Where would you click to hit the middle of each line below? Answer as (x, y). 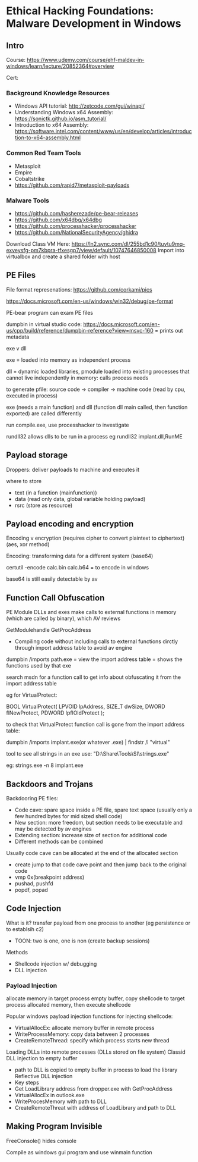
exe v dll (16, 348)
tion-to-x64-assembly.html (48, 137)
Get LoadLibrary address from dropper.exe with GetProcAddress (94, 1089)
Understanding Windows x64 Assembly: (64, 112)
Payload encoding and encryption (70, 524)
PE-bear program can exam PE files (50, 312)
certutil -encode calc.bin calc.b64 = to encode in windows (78, 568)
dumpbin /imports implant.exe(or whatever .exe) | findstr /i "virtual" (88, 743)
